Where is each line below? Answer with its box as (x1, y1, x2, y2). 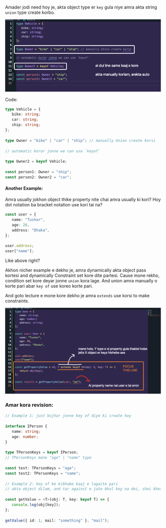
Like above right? (5, 258, 41, 264)
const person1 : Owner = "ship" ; (5, 170, 72, 175)
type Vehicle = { (5, 107, 41, 112)
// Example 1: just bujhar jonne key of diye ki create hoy (5, 413, 132, 418)
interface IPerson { (5, 424, 48, 429)
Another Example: (5, 186, 43, 192)
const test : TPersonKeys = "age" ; (5, 465, 77, 470)
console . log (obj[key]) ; (11, 502, 61, 508)
